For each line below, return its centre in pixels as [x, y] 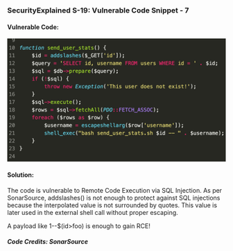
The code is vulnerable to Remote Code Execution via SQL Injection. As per [115, 190]
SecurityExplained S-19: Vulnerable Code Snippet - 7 [98, 10]
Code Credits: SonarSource [48, 242]
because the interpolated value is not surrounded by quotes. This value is [112, 205]
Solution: [21, 175]
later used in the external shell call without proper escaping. [93, 212]
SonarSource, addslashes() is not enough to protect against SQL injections [114, 198]
